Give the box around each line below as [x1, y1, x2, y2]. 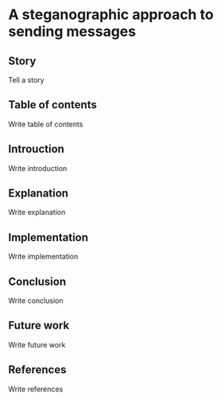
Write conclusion [8, 296, 64, 305]
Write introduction [8, 163, 68, 173]
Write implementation [8, 252, 79, 262]
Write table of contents [8, 119, 83, 129]
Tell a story [8, 76, 45, 84]
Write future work [8, 340, 66, 349]
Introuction [8, 142, 65, 156]
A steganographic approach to [8, 6, 214, 24]
